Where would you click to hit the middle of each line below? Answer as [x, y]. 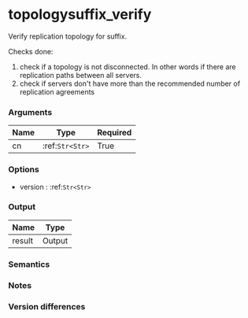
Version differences [47, 306]
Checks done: [31, 51]
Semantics [29, 264]
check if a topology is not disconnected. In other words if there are [128, 67]
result [23, 240]
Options [24, 169]
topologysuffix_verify [80, 15]
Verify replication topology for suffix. [68, 36]
